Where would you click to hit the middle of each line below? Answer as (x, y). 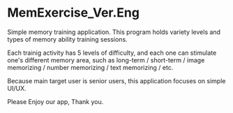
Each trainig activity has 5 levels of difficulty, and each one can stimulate (112, 53)
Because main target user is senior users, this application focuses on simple (116, 80)
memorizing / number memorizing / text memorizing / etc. (90, 67)
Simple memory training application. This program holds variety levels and (114, 32)
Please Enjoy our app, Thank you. (55, 101)
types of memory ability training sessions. (67, 39)
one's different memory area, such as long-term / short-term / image (106, 60)
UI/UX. (17, 88)
